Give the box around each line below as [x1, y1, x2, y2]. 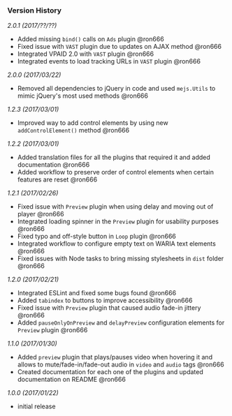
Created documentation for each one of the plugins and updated [17, 368, 204, 376]
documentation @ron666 [17, 161, 90, 169]
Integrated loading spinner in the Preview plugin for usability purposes [17, 217, 219, 225]
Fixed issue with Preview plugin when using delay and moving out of [17, 202, 214, 211]
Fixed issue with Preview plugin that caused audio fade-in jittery [17, 304, 201, 312]
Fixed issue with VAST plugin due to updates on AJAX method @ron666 [17, 43, 222, 51]
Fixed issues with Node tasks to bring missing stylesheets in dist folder [17, 254, 224, 263]
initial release [17, 402, 56, 410]
